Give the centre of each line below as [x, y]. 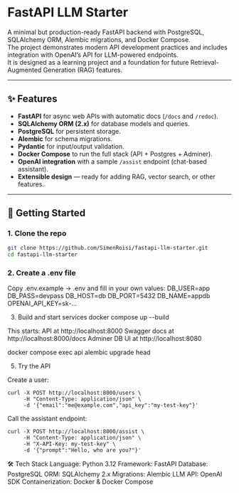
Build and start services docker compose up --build [93, 317]
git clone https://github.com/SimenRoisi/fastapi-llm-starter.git [108, 248]
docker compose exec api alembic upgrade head [79, 352]
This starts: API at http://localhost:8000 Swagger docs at [91, 331]
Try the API [34, 366]
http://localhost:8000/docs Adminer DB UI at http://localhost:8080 [105, 339]
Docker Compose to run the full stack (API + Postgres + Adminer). [115, 154]
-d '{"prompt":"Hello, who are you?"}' [82, 450]
